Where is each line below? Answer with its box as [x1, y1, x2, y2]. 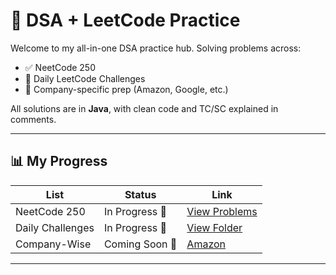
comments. [10, 113, 57, 125]
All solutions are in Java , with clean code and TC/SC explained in [10, 102, 279, 114]
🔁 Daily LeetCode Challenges [24, 72, 146, 84]
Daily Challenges [15, 220, 95, 234]
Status [124, 187, 157, 201]
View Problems [186, 204, 258, 218]
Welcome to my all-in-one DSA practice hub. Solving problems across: [10, 42, 302, 54]
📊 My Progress [10, 153, 108, 170]
